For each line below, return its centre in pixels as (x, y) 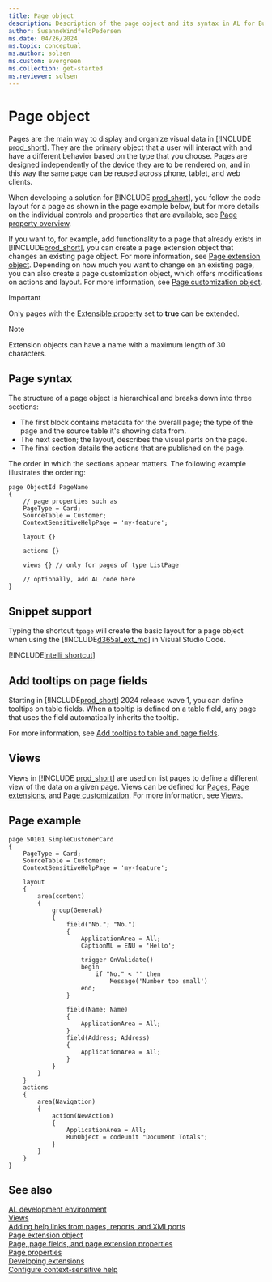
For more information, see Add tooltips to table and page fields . (114, 733)
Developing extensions (47, 1261)
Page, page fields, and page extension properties (91, 1244)
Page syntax (40, 379)
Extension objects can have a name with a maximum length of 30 (117, 344)
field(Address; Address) (108, 1037)
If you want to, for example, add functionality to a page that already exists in (135, 239)
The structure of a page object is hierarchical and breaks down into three (130, 398)
